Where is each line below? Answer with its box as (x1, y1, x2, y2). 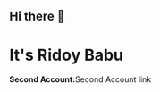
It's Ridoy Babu (9, 45, 123, 65)
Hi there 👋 (9, 9, 65, 24)
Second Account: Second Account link (9, 74, 152, 85)
